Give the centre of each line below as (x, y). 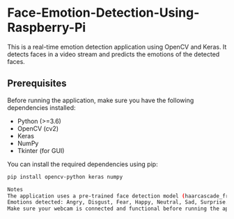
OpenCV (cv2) (38, 128)
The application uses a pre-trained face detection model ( (96, 196)
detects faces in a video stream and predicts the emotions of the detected (114, 54)
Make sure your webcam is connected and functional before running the (113, 209)
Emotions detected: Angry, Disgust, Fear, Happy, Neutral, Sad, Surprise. (118, 202)
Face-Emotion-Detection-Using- (103, 13)
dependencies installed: (41, 107)
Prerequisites (37, 84)
